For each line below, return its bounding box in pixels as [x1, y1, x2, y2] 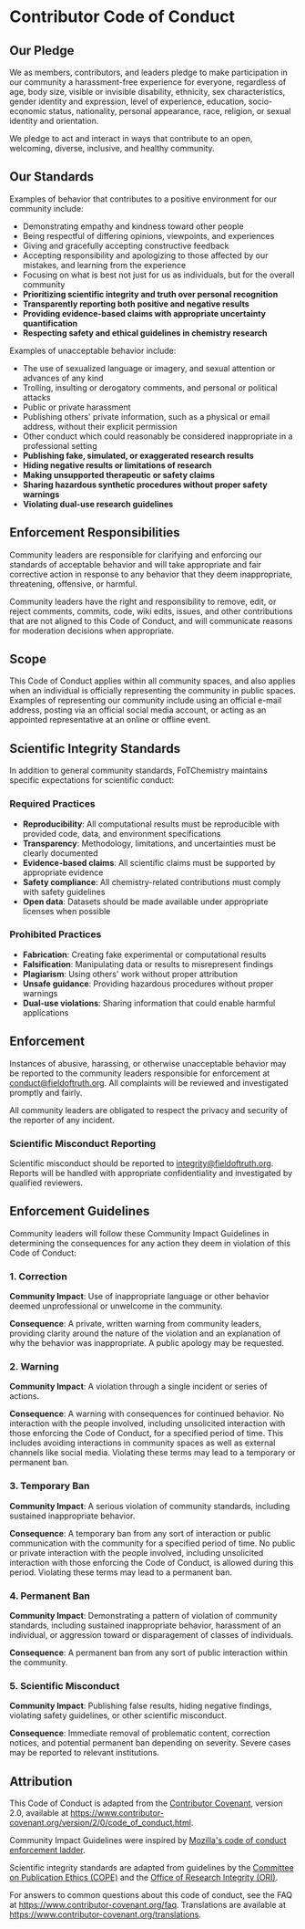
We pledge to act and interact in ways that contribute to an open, [9, 133, 253, 143]
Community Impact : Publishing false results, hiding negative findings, [9, 1700, 272, 1712]
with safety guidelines [22, 886, 106, 897]
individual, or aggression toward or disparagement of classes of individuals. [9, 1629, 294, 1640]
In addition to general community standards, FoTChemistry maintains [9, 765, 269, 777]
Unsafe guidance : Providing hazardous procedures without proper [22, 978, 274, 989]
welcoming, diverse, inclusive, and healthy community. [9, 143, 216, 153]
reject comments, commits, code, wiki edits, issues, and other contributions [9, 605, 293, 617]
